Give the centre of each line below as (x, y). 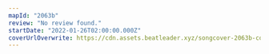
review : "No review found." (55, 23)
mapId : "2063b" (34, 15)
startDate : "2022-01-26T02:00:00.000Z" (75, 30)
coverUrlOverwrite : (41, 38)
